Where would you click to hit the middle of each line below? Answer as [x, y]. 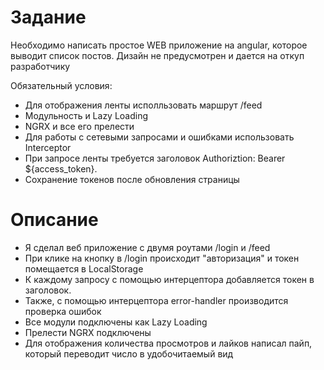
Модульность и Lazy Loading [86, 115]
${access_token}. [61, 168]
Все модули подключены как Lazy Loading [116, 322]
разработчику [40, 66]
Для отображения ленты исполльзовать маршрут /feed [143, 105]
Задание [48, 17]
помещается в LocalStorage [84, 268]
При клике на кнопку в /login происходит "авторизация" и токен [162, 258]
